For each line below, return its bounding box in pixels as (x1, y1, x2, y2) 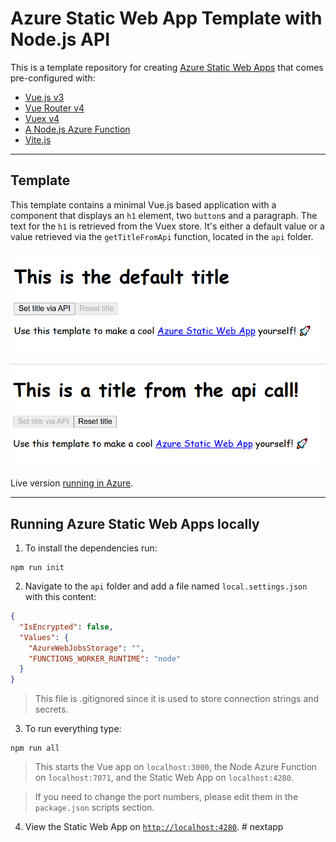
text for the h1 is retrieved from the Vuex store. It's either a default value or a (10, 220, 325, 232)
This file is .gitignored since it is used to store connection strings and (34, 693, 320, 705)
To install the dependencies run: (24, 542, 158, 554)
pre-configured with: (10, 72, 96, 84)
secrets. (34, 703, 69, 716)
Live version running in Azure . (10, 477, 134, 489)
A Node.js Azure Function (24, 123, 131, 135)
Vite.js (24, 133, 52, 146)
